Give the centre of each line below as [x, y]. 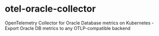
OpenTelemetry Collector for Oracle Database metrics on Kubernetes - [79, 23]
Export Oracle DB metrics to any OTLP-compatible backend [68, 28]
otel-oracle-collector [50, 9]
